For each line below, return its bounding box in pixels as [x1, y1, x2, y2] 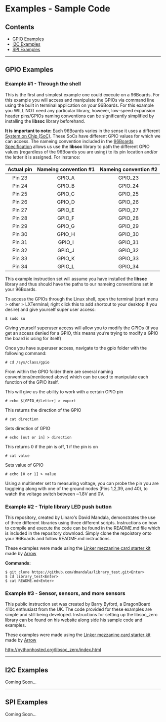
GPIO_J [57, 247, 75, 254]
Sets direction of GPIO [5, 425, 51, 431]
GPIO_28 [118, 215, 139, 221]
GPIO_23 [118, 174, 139, 181]
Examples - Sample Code [5, 3, 110, 14]
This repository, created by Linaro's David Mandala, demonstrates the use [5, 514, 156, 520]
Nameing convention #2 [99, 166, 158, 173]
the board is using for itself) [5, 335, 62, 341]
